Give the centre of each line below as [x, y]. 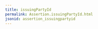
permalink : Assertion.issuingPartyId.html [49, 14]
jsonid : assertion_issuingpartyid [40, 19]
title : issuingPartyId [28, 10]
